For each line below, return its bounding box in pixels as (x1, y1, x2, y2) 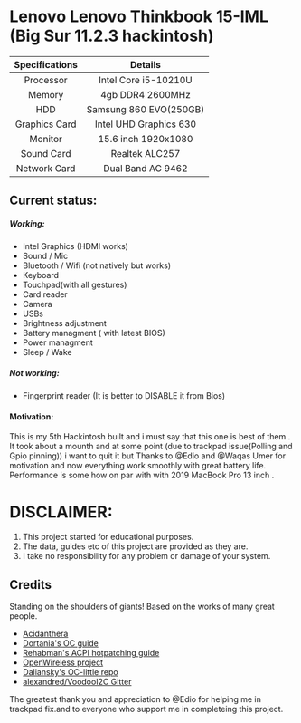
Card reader (22, 289, 68, 300)
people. (9, 611, 38, 622)
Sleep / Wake (22, 347, 72, 358)
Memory (27, 88, 64, 101)
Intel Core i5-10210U (99, 73, 193, 86)
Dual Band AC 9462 (103, 161, 188, 174)
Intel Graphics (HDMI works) (22, 241, 129, 252)
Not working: (9, 367, 61, 378)
